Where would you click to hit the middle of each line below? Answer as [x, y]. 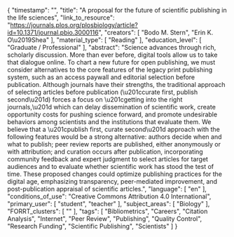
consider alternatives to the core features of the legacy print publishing [110, 70]
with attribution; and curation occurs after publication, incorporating [105, 151]
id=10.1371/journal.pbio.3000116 [53, 32]
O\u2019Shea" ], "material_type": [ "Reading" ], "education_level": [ [104, 40]
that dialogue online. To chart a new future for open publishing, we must [111, 62]
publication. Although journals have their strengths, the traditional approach [116, 84]
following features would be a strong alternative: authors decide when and [115, 137]
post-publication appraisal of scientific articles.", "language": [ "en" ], [107, 189]
